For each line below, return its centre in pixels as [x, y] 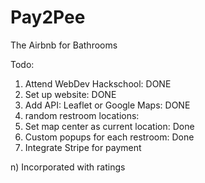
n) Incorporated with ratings [68, 167]
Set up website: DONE [70, 94]
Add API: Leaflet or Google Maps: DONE [107, 105]
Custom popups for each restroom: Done [109, 137]
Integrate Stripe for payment [83, 147]
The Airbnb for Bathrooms [64, 45]
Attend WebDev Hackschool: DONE [98, 83]
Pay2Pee [48, 17]
